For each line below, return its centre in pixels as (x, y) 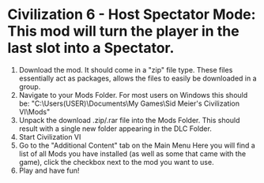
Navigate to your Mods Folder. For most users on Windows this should (133, 95)
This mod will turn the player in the (123, 31)
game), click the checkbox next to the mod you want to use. (116, 162)
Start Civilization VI (50, 136)
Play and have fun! (49, 170)
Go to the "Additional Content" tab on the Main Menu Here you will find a (137, 145)
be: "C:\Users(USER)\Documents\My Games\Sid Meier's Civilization (129, 103)
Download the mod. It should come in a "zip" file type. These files (126, 69)
